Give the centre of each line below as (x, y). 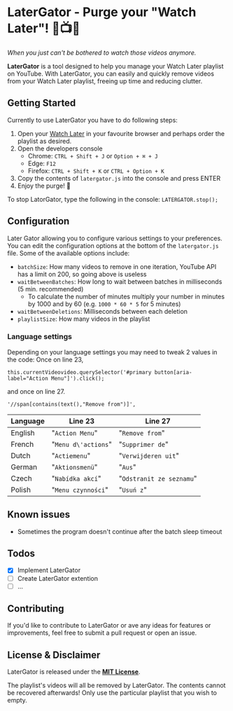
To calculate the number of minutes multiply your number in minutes (126, 296)
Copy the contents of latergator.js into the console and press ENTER (119, 178)
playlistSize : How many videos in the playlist (84, 319)
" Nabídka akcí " (76, 478)
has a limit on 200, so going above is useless (82, 274)
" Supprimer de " (144, 444)
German (24, 467)
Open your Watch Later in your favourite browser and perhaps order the (121, 133)
